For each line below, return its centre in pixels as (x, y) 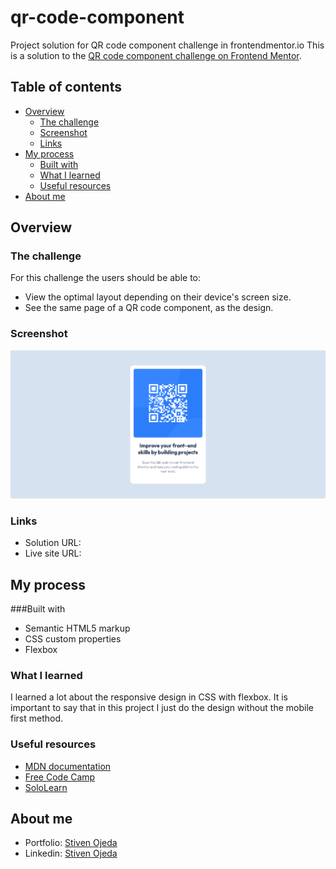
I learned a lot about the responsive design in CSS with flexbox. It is (149, 697)
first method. (37, 718)
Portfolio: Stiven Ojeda (71, 843)
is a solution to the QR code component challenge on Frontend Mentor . (156, 55)
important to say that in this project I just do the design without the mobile (162, 708)
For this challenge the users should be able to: (106, 278)
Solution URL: (53, 543)
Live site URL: (53, 553)
